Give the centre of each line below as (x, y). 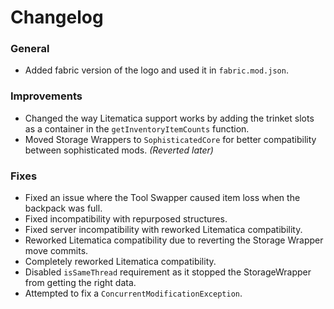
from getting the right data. (80, 283)
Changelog (57, 17)
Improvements (46, 96)
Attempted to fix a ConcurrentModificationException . (133, 293)
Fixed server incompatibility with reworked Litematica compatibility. (163, 230)
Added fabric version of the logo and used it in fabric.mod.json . (156, 70)
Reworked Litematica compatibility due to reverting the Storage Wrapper (174, 240)
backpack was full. (63, 208)
